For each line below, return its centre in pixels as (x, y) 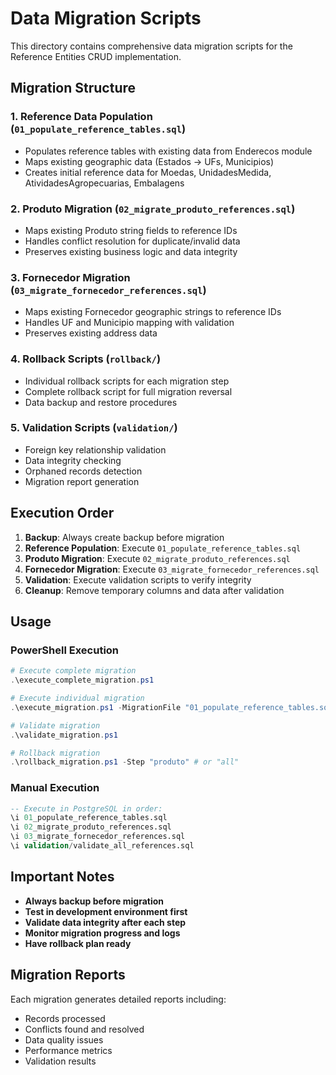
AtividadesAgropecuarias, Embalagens (104, 183)
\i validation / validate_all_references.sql (102, 846)
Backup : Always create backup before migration (124, 537)
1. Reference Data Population (81, 117)
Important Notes (62, 877)
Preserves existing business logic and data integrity (131, 251)
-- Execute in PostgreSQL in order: (86, 808)
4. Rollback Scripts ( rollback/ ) (86, 359)
